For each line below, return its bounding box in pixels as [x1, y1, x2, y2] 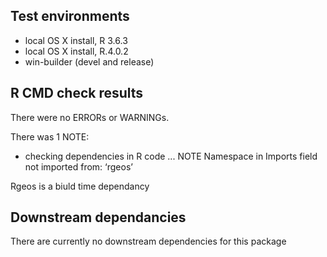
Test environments [10, 8, 130, 25]
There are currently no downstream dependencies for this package [10, 235, 287, 248]
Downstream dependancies [10, 209, 187, 226]
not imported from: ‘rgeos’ [24, 160, 133, 173]
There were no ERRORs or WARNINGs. [10, 111, 170, 123]
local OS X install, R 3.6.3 [24, 34, 128, 46]
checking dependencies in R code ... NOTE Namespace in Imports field [24, 150, 318, 162]
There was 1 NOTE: [10, 130, 90, 143]
